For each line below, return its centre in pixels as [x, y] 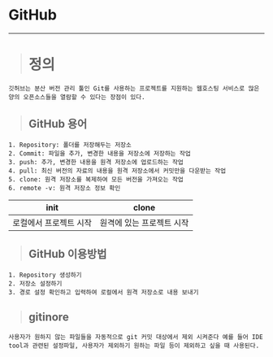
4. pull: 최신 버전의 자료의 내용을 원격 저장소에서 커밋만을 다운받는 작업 [117, 171]
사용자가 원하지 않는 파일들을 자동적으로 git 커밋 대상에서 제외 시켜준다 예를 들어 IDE [136, 337]
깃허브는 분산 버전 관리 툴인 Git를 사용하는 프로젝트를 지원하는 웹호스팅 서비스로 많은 [134, 88]
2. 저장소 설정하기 [35, 283]
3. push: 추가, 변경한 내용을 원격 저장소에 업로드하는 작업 [96, 162]
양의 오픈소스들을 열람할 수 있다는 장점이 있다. [77, 97]
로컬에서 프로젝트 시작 [52, 223]
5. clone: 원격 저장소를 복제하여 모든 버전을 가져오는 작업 [96, 179]
